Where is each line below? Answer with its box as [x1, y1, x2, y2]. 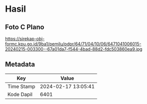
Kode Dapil [7, 91, 33, 98]
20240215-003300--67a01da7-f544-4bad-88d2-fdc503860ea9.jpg [5, 46, 143, 52]
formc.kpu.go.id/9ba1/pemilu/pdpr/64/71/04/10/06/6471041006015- [5, 41, 142, 47]
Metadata [5, 60, 35, 69]
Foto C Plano [5, 23, 44, 31]
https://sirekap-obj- [5, 36, 45, 42]
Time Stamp [7, 83, 36, 90]
